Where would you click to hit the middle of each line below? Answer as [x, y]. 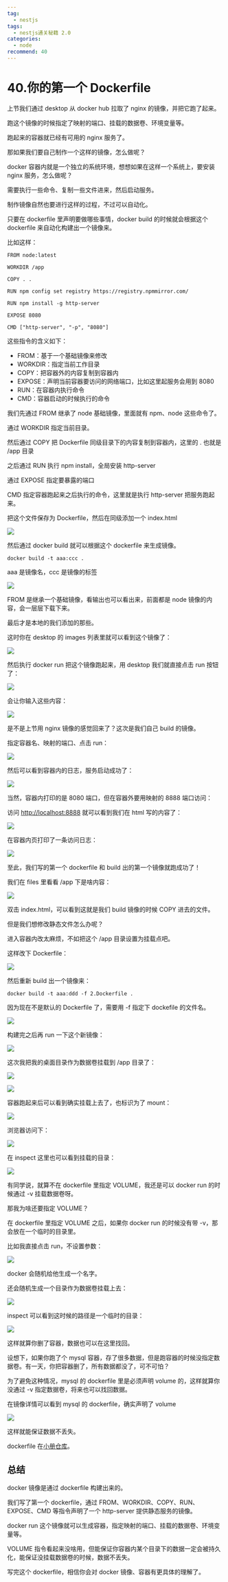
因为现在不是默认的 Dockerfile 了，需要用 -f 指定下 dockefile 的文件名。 [109, 1007]
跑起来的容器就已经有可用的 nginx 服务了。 [68, 137]
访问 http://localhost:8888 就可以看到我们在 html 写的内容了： [94, 812]
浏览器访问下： [28, 1130]
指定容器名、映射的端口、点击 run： [58, 743]
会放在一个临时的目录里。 [43, 1231]
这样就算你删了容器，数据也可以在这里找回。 [70, 1343]
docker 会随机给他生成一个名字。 [54, 1273]
